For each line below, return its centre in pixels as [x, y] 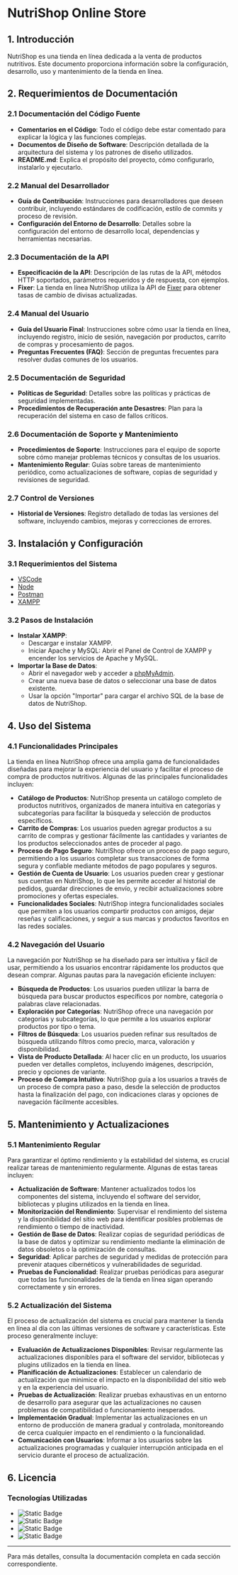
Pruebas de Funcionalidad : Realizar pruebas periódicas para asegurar [121, 1272]
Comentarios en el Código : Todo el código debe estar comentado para [121, 129]
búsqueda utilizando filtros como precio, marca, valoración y [106, 1042]
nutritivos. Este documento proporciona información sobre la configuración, [118, 64]
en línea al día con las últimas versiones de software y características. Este [117, 1329]
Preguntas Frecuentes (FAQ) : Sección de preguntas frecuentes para [118, 351]
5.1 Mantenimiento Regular [54, 1145]
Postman [30, 594]
